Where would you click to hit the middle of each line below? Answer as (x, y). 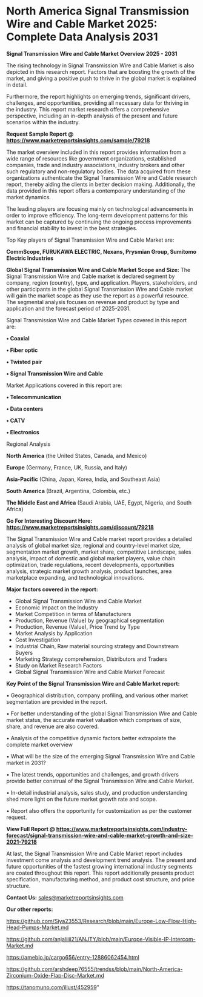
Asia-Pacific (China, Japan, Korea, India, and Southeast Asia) (83, 479)
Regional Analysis (28, 444)
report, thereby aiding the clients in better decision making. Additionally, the (101, 184)
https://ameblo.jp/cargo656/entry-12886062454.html (73, 957)
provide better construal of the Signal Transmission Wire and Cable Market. (100, 781)
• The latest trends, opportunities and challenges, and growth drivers (92, 774)
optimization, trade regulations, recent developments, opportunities (90, 565)
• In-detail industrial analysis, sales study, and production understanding (97, 792)
